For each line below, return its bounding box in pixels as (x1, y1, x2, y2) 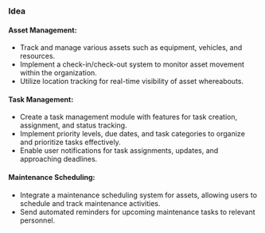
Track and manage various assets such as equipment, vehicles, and (19, 43, 243, 52)
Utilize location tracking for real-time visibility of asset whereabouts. (19, 77, 244, 86)
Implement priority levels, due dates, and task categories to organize (19, 129, 245, 139)
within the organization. (19, 68, 97, 78)
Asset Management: (8, 25, 77, 35)
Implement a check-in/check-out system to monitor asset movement (19, 59, 245, 69)
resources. (19, 52, 56, 61)
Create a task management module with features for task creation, (19, 113, 238, 122)
